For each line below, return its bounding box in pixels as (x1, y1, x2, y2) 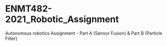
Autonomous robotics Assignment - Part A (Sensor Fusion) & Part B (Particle (5, 30, 162, 36)
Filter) (5, 35, 17, 41)
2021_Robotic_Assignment (5, 13, 119, 25)
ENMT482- (5, 3, 52, 14)
